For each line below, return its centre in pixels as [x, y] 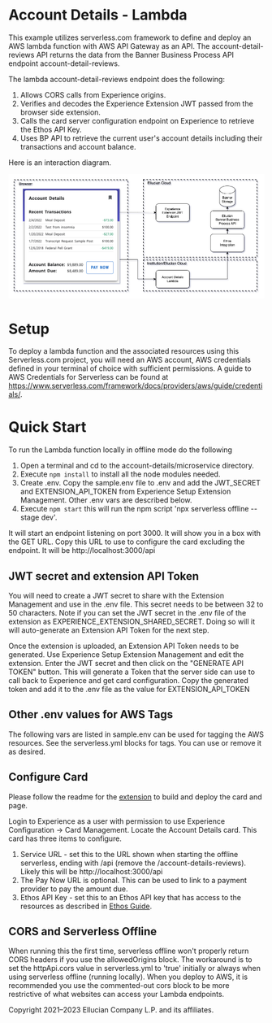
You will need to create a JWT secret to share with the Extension [117, 596]
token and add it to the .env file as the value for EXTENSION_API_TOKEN [129, 689]
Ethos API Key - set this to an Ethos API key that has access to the [131, 897]
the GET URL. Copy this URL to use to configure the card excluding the [127, 542]
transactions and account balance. [78, 146]
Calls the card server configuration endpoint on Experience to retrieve [137, 120]
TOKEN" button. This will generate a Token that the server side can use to [132, 672]
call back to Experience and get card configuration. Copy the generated [129, 680]
